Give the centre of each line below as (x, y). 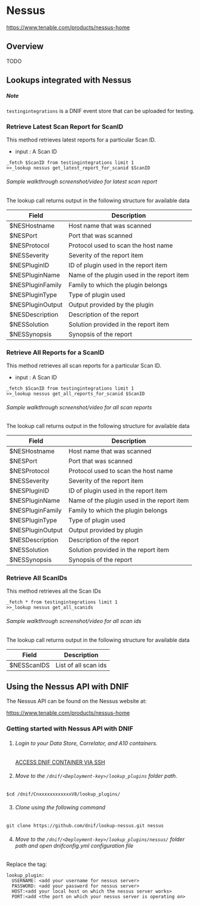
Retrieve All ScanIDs (37, 578)
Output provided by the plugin (111, 304)
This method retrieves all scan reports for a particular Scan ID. (84, 366)
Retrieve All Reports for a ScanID (55, 352)
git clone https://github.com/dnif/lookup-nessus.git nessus (85, 826)
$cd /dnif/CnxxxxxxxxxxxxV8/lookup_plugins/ (63, 794)
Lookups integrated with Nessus (69, 80)
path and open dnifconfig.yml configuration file (74, 845)
